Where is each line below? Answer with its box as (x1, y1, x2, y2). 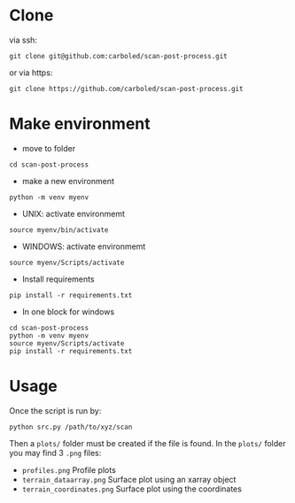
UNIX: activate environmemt (21, 208, 126, 219)
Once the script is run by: (9, 405, 102, 416)
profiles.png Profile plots (21, 464, 117, 475)
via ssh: (9, 35, 38, 45)
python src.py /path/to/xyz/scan (9, 422, 133, 431)
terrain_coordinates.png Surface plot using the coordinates (21, 484, 242, 494)
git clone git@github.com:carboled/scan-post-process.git (9, 51, 228, 60)
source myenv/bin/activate (9, 225, 109, 235)
